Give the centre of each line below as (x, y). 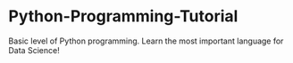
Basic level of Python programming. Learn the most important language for (146, 41)
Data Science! (34, 50)
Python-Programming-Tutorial (123, 16)
